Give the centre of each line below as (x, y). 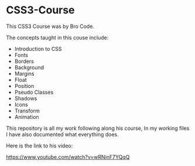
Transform (27, 111)
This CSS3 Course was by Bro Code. (50, 26)
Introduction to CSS (38, 49)
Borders (24, 61)
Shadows (26, 98)
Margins (24, 73)
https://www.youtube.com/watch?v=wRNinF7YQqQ (68, 157)
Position (24, 86)
